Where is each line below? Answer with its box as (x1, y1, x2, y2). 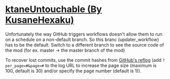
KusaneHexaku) (5, 14, 75, 26)
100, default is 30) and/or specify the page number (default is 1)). (5, 67, 142, 74)
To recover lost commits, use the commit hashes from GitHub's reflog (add (5, 57, 161, 63)
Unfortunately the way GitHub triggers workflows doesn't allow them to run (5, 31, 162, 37)
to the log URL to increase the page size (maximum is (45, 62, 157, 68)
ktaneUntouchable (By (5, 4, 103, 15)
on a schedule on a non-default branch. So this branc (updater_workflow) (5, 36, 159, 43)
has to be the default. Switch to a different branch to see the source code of (5, 42, 164, 48)
